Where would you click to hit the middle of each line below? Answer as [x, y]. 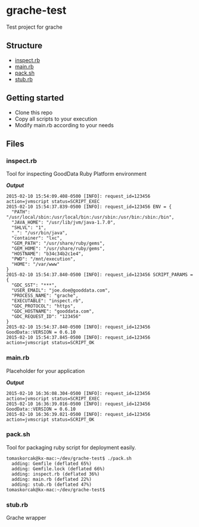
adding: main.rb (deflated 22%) [52, 479]
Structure [24, 46]
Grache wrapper [26, 518]
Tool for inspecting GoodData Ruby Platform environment [77, 174]
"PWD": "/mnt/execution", [44, 259]
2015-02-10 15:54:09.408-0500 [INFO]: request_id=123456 [78, 197]
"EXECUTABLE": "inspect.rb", [48, 301]
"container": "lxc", [37, 238]
